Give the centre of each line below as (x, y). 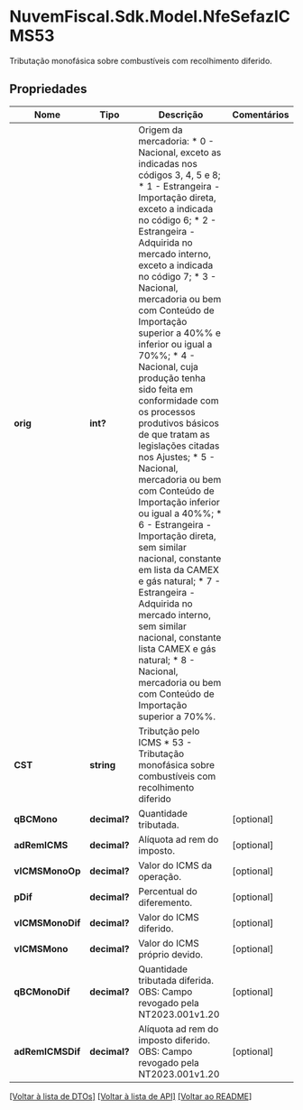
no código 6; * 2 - (177, 220)
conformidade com (179, 401)
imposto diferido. (174, 1040)
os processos (167, 412)
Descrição (181, 115)
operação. (160, 876)
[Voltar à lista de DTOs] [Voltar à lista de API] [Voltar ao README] (131, 1096)
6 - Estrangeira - (175, 524)
